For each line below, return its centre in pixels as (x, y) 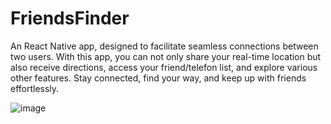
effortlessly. (35, 88)
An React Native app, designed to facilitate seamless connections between (164, 46)
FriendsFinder (70, 18)
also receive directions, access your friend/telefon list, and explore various (164, 67)
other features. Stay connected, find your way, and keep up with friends (158, 78)
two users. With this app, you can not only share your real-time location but (166, 56)
